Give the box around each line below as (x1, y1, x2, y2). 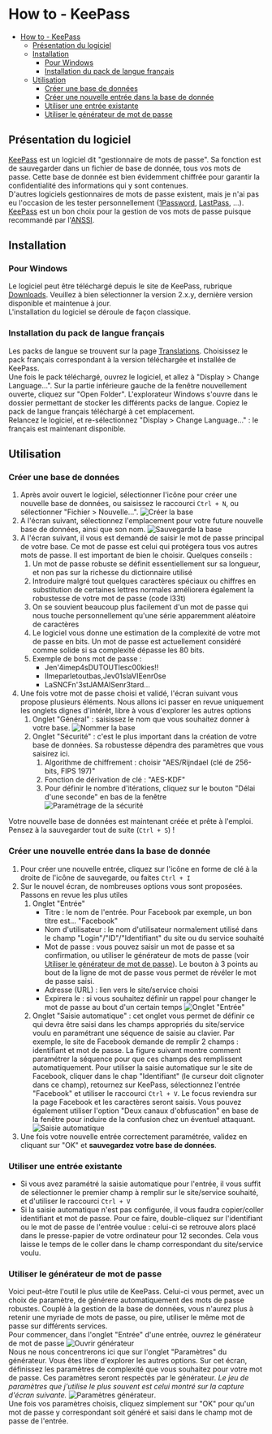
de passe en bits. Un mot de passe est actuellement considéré (32, 637, 242, 647)
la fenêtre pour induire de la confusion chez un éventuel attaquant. (32, 1114, 256, 1124)
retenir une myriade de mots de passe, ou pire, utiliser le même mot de (8, 1313, 245, 1323)
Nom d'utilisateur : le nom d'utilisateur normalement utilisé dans (44, 924, 258, 934)
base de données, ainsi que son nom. (19, 525, 146, 535)
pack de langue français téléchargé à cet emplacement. (8, 406, 195, 416)
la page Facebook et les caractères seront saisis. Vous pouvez (32, 1097, 242, 1107)
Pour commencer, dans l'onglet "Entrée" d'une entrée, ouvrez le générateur (8, 1330, 261, 1340)
